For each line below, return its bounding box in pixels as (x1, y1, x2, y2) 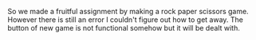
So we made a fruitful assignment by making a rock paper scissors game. (7, 7, 249, 16)
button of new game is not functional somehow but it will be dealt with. (7, 24, 240, 32)
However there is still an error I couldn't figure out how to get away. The (7, 15, 244, 24)
